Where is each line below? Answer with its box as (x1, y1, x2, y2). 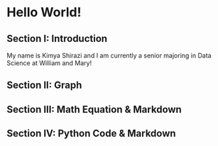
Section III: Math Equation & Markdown (6, 103, 182, 116)
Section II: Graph (6, 79, 82, 91)
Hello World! (6, 4, 82, 21)
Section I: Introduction (6, 33, 108, 45)
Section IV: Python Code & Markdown (6, 128, 176, 140)
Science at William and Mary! (6, 59, 92, 67)
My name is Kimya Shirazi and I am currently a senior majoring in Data (6, 51, 212, 60)
